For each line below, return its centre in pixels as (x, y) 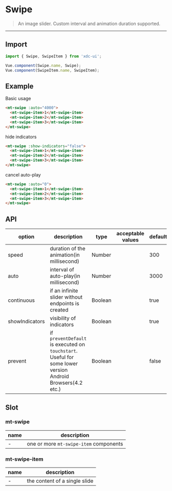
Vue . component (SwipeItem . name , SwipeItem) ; (52, 70)
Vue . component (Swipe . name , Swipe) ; (43, 65)
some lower (64, 364)
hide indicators (21, 137)
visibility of (63, 318)
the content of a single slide (60, 481)
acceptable (131, 234)
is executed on (68, 345)
